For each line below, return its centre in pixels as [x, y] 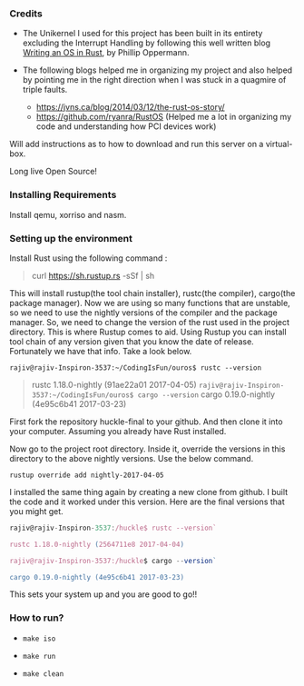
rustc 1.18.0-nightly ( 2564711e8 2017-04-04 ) [97, 544]
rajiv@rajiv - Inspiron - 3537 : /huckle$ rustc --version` [113, 528]
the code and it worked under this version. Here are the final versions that [147, 502]
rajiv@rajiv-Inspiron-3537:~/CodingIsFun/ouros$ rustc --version [135, 368]
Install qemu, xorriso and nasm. [68, 214]
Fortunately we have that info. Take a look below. [101, 351]
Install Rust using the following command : [88, 258]
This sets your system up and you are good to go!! [103, 594]
